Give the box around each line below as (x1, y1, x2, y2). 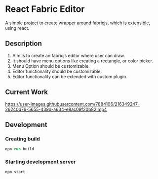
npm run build (5, 147, 35, 152)
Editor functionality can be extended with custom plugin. (12, 73, 127, 80)
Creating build (5, 135, 40, 142)
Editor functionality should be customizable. (12, 68, 102, 74)
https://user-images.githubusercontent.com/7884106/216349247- (5, 101, 140, 107)
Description (5, 40, 42, 48)
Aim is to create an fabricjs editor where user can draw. (12, 52, 125, 58)
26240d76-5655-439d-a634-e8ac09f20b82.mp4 (5, 106, 107, 112)
